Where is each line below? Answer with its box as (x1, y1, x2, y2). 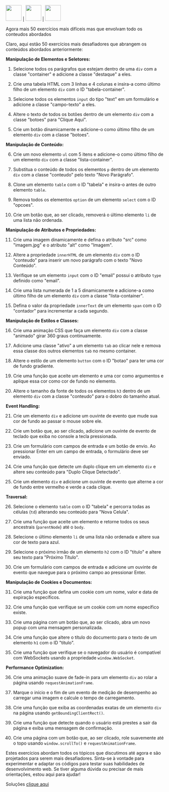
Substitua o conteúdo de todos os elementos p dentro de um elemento (13, 166, 159, 172)
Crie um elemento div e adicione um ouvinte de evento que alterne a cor (13, 479, 164, 484)
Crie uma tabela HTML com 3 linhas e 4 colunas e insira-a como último (13, 81, 160, 87)
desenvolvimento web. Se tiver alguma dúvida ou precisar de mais (6, 766, 143, 772)
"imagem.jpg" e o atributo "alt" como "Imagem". (13, 242, 113, 248)
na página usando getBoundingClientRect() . (13, 710, 105, 716)
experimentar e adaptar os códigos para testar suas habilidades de (6, 761, 145, 766)
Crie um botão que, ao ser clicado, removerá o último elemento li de (13, 212, 156, 218)
